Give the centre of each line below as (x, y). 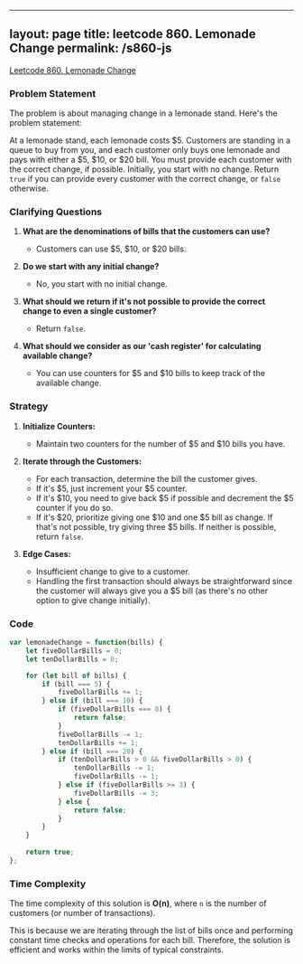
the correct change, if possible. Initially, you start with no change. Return (144, 169)
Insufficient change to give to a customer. (113, 572)
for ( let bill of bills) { (76, 676)
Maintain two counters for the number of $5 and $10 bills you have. (161, 443)
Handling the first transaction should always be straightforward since (164, 581)
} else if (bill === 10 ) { (92, 701)
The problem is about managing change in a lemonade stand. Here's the (143, 113)
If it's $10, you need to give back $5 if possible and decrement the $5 (165, 497)
